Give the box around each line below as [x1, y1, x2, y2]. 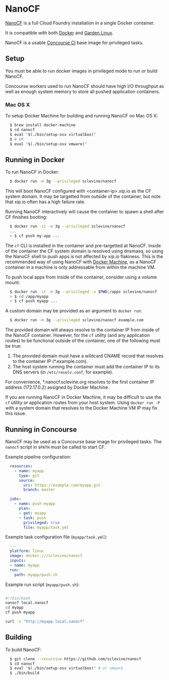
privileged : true [23, 520, 60, 525]
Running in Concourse [5, 425, 77, 434]
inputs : [10, 558, 26, 563]
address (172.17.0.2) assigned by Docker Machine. [5, 384, 110, 390]
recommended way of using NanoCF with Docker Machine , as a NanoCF [5, 259, 157, 265]
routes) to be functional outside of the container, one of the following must [5, 337, 160, 344]
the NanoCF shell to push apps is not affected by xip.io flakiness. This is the [5, 253, 163, 259]
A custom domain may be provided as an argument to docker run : [5, 308, 143, 314]
